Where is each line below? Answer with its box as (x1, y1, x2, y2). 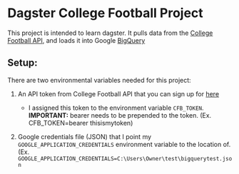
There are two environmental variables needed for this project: (7, 76, 191, 84)
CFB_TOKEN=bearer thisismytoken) (28, 118, 133, 127)
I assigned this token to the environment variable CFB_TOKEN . (28, 103, 205, 112)
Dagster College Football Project (7, 5, 203, 21)
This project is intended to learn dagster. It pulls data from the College (7, 29, 213, 37)
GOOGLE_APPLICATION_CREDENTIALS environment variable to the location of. (17, 140, 231, 148)
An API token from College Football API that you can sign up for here (17, 89, 220, 98)
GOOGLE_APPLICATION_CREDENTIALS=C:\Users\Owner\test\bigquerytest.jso (17, 155, 233, 162)
